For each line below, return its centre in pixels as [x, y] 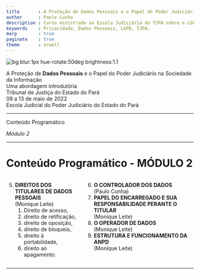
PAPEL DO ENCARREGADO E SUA [135, 198]
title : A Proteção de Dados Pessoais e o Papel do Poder [87, 12]
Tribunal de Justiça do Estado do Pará [53, 92]
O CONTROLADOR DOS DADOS [133, 185]
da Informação [24, 79]
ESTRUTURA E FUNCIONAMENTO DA [140, 235]
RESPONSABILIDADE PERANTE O [135, 204]
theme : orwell [33, 45]
